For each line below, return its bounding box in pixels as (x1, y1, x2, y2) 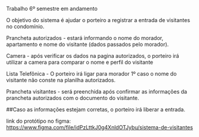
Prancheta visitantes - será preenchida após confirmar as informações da (6, 88, 188, 95)
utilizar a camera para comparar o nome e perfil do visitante (6, 59, 154, 66)
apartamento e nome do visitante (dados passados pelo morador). (6, 41, 169, 48)
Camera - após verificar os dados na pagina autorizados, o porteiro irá (6, 52, 179, 59)
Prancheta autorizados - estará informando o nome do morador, (6, 35, 164, 41)
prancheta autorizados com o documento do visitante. (6, 95, 139, 101)
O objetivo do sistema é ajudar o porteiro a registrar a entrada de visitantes (6, 17, 191, 23)
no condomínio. (6, 23, 45, 30)
